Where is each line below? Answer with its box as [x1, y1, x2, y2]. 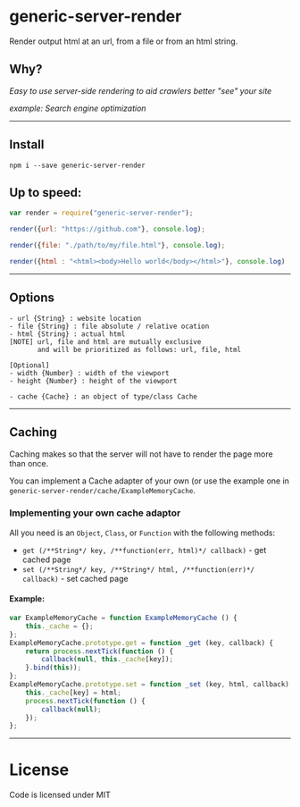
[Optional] [9, 360, 50, 370]
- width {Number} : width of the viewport [9, 368, 170, 377]
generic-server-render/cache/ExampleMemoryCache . [9, 484, 196, 495]
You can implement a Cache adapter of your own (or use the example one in [9, 475, 290, 486]
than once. [9, 458, 49, 468]
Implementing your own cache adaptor [9, 507, 181, 519]
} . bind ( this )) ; [25, 663, 82, 672]
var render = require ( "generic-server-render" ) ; [9, 208, 194, 218]
